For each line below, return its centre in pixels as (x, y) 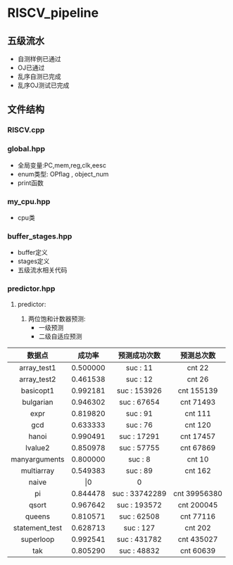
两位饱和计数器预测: (57, 319)
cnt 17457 (198, 436)
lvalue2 (38, 447)
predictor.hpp (31, 288)
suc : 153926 (139, 391)
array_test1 (37, 367)
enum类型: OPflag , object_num (63, 174)
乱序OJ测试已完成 (43, 85)
